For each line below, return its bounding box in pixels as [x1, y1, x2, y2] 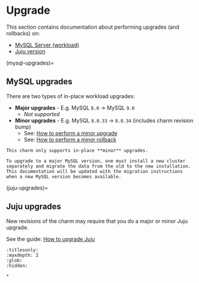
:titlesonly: [6, 247, 39, 253]
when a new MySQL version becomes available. [6, 174, 121, 179]
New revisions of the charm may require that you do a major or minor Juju [6, 217, 188, 224]
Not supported [23, 110, 60, 117]
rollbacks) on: [6, 29, 40, 36]
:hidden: [6, 263, 28, 269]
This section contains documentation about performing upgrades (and [6, 23, 179, 31]
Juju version [14, 47, 46, 54]
